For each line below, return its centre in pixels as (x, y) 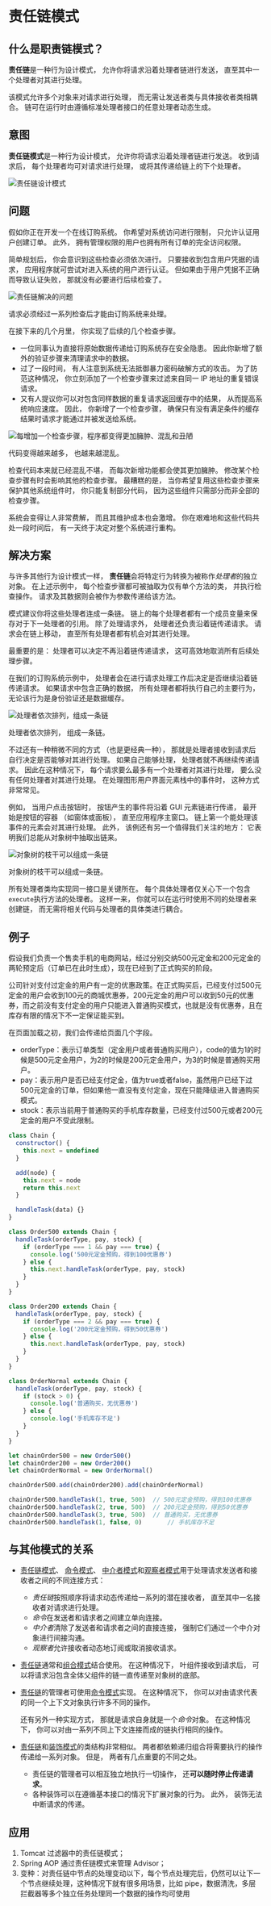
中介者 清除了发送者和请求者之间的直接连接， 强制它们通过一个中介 (143, 1628)
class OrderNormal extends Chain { (68, 1381)
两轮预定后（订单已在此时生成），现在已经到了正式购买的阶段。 (113, 968)
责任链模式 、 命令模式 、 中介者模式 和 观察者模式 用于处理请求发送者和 (135, 1570)
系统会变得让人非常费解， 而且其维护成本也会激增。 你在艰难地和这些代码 (130, 517)
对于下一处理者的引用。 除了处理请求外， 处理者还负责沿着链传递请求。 (133, 624)
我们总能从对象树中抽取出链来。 (68, 838)
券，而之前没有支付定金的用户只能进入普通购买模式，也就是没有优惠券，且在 (135, 1005)
